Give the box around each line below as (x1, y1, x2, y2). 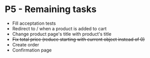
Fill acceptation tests (12, 20, 56, 26)
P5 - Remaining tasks (5, 4, 97, 15)
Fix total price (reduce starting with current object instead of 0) (12, 36, 145, 42)
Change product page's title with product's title (12, 31, 112, 37)
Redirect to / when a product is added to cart (12, 25, 107, 31)
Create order (12, 41, 39, 47)
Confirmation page (12, 47, 52, 53)
